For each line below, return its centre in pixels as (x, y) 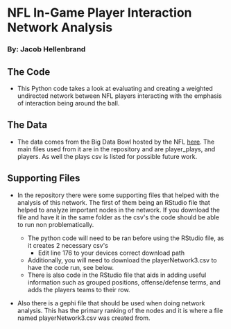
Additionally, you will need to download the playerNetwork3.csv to (122, 260)
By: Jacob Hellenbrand (46, 49)
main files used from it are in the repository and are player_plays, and (116, 149)
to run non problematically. (55, 224)
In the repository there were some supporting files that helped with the (118, 195)
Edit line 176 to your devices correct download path (111, 253)
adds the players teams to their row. (79, 289)
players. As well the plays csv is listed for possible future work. (107, 156)
